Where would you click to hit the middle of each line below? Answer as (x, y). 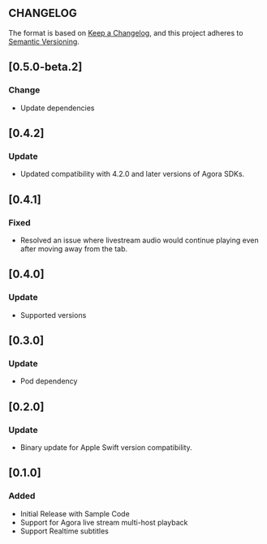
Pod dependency (49, 381)
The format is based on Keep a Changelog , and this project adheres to (126, 32)
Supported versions (53, 315)
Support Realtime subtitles (65, 531)
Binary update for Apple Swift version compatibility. (106, 447)
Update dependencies (57, 108)
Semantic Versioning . (44, 41)
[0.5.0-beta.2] (45, 67)
